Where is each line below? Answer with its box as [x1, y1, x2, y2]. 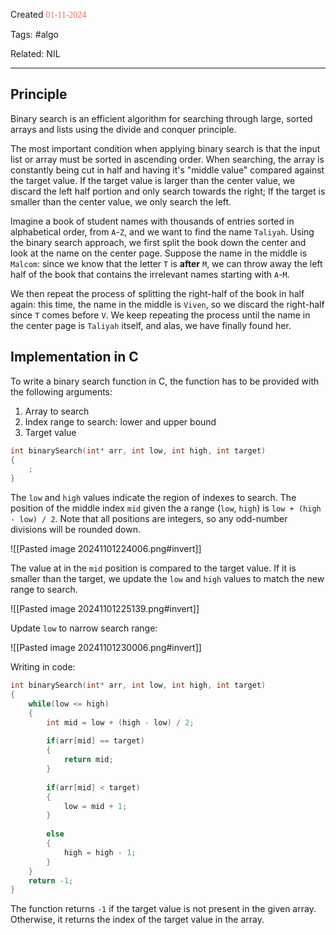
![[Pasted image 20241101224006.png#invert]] [10, 543, 202, 555]
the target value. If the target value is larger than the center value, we [10, 174, 296, 186]
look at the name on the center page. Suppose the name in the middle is [10, 247, 308, 259]
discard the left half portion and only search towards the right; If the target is [10, 185, 326, 197]
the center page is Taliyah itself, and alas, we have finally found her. [10, 319, 292, 331]
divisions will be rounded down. [10, 524, 141, 536]
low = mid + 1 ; [63, 801, 128, 811]
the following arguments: [10, 385, 113, 398]
